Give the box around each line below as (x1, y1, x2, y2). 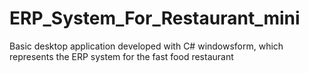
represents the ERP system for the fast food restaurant (9, 50, 234, 62)
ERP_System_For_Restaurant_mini (9, 7, 301, 30)
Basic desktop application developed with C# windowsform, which (9, 40, 284, 52)
